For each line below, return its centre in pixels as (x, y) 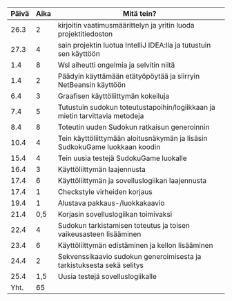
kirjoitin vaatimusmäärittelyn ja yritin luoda (126, 25)
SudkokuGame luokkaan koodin (109, 147)
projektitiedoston (85, 34)
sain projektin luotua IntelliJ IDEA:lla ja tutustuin (134, 45)
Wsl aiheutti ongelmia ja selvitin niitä (116, 65)
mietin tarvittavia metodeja (101, 116)
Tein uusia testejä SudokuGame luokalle (123, 158)
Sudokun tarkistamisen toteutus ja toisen (124, 225)
